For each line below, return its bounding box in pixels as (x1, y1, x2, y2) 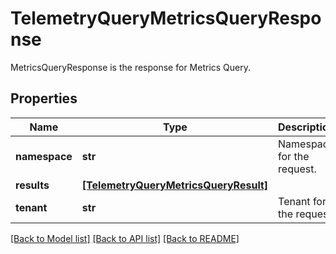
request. (278, 162, 317, 176)
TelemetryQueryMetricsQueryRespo (10, 7, 322, 30)
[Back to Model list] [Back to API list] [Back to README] (10, 232, 240, 244)
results (15, 178, 50, 192)
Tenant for (278, 194, 327, 208)
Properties (10, 90, 78, 107)
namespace (15, 149, 73, 163)
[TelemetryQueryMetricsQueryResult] (81, 178, 269, 192)
